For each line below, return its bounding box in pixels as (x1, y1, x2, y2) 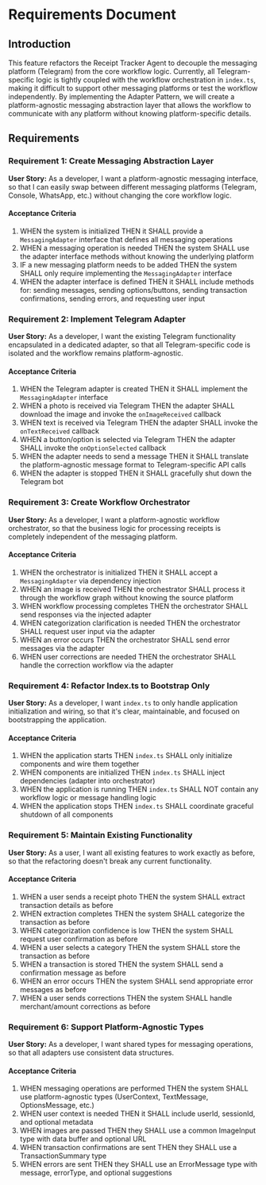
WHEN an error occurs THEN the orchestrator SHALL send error (19, 635, 230, 644)
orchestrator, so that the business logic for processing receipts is (8, 523, 221, 533)
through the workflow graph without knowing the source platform (19, 593, 234, 602)
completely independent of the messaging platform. (8, 532, 178, 541)
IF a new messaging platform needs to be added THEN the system (19, 260, 237, 269)
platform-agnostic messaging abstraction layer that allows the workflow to (8, 101, 252, 110)
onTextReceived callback (19, 426, 99, 436)
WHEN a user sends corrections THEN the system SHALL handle (19, 993, 233, 1002)
